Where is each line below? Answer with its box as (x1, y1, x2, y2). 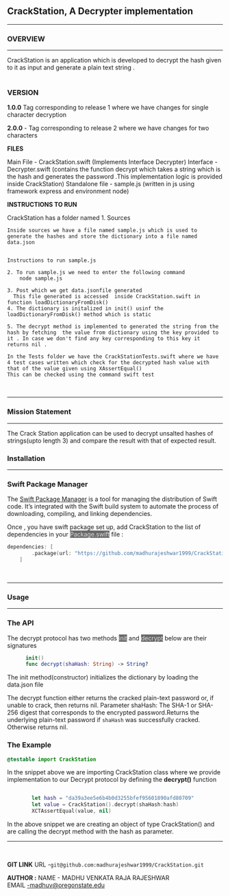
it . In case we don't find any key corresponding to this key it (7, 335, 201, 342)
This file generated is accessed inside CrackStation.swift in (13, 293, 201, 300)
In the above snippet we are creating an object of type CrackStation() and (7, 820, 215, 829)
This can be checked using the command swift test (7, 371, 155, 379)
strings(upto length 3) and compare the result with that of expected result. (7, 436, 217, 445)
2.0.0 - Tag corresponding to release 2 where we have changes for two (7, 124, 209, 133)
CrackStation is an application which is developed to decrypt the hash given (7, 56, 222, 65)
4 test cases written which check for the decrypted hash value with (7, 359, 210, 366)
